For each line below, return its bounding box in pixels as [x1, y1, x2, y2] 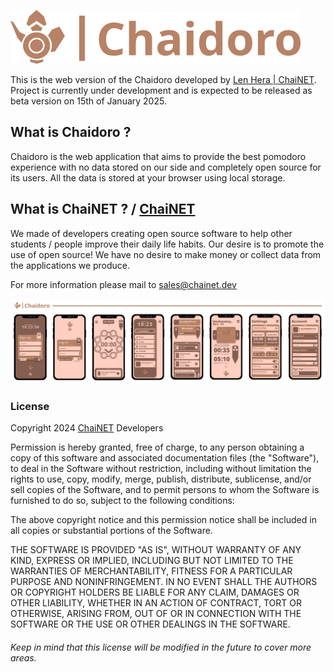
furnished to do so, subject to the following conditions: [10, 495, 235, 507]
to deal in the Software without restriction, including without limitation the [10, 463, 312, 475]
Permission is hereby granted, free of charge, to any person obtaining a [10, 441, 305, 454]
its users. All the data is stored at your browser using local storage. [10, 171, 286, 184]
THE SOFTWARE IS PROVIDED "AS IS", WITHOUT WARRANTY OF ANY [10, 544, 302, 556]
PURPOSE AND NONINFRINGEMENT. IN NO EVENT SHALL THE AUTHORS [10, 576, 318, 588]
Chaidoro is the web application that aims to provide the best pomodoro [10, 150, 307, 162]
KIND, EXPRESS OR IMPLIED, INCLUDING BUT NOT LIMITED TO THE [10, 555, 294, 567]
